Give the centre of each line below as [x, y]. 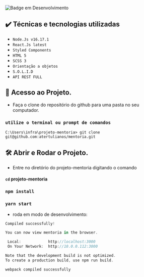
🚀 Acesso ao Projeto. [39, 93]
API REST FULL [27, 77]
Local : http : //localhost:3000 [51, 242]
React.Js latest [29, 45]
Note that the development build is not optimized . [60, 256]
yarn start [18, 204]
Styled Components [32, 50]
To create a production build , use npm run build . [59, 260]
